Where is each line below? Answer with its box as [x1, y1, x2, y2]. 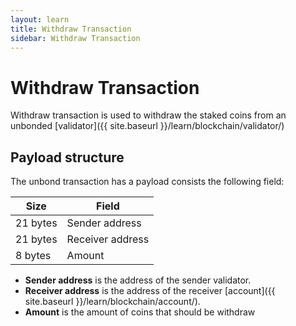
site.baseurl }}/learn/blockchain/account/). [24, 296, 201, 308]
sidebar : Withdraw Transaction [10, 33, 141, 43]
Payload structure [10, 149, 125, 166]
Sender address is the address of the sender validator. [24, 274, 252, 286]
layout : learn [10, 14, 70, 25]
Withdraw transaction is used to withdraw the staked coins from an [10, 109, 287, 121]
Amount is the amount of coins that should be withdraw [24, 306, 256, 318]
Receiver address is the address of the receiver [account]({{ [24, 285, 276, 297]
